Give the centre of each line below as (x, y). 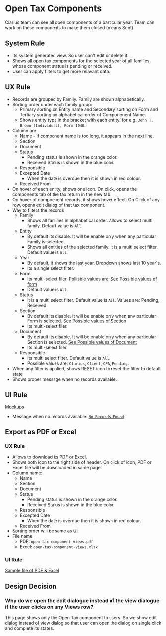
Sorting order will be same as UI (45, 531)
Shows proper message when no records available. (65, 379)
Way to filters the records (38, 210)
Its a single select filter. (51, 268)
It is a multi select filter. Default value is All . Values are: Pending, (93, 300)
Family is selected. (46, 241)
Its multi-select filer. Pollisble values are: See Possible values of (92, 279)
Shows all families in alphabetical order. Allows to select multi (90, 220)
